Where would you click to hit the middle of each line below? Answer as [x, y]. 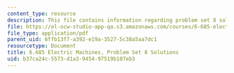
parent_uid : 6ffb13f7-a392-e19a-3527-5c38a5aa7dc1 [82, 40]
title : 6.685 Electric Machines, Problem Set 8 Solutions [93, 53]
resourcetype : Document [42, 46]
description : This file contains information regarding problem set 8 [112, 20]
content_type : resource [42, 14]
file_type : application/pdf [48, 33]
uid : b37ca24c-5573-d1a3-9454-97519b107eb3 [71, 59]
